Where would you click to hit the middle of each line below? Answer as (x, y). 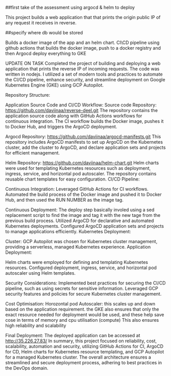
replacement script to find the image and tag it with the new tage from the (83, 215)
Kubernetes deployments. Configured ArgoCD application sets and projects (85, 226)
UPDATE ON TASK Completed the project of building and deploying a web (83, 63)
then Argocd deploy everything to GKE (46, 53)
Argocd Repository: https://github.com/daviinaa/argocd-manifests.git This (83, 137)
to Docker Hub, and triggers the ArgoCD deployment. (61, 127)
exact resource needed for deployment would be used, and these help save (85, 315)
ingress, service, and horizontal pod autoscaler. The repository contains (81, 174)
